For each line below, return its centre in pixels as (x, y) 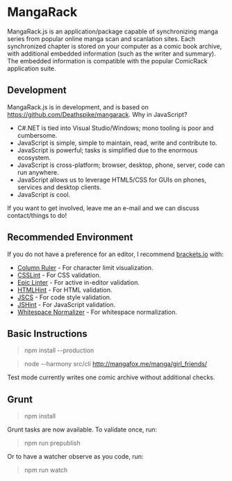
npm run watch (46, 470)
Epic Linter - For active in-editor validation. (78, 282)
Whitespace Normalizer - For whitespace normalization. (97, 312)
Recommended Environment (70, 237)
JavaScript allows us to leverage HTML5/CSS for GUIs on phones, (112, 180)
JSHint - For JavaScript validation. (66, 304)
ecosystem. (34, 157)
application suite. (32, 68)
